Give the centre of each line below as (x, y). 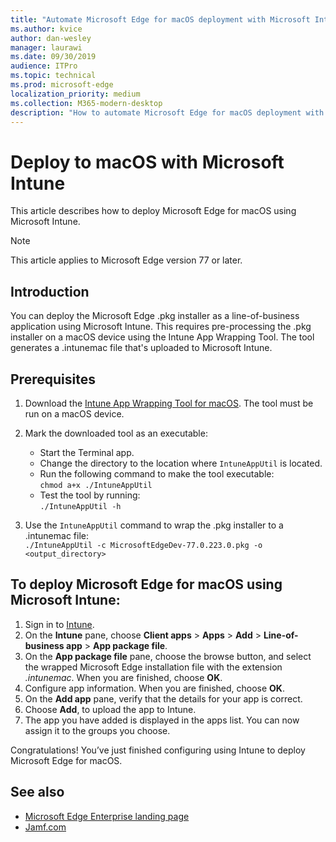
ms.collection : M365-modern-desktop (86, 103)
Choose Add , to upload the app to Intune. (110, 709)
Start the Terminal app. (87, 452)
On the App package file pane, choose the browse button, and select (168, 656)
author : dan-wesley (51, 38)
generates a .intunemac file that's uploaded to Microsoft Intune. (141, 348)
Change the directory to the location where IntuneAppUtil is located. (181, 463)
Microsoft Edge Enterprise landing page (107, 816)
